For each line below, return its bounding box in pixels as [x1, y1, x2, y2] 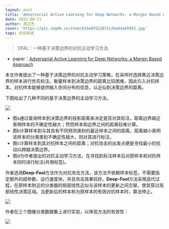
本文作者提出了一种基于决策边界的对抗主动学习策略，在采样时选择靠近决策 [5, 72, 159, 78]
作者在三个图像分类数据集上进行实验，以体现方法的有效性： [5, 209, 129, 214]
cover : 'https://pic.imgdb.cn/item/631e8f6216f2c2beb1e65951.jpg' [5, 26, 147, 31]
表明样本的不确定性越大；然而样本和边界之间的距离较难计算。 [12, 122, 141, 127]
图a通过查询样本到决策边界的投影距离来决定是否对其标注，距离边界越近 [12, 115, 161, 121]
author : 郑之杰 [5, 21, 35, 27]
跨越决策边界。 [21, 147, 53, 152]
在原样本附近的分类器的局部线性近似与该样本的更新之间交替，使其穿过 [14, 182, 159, 188]
